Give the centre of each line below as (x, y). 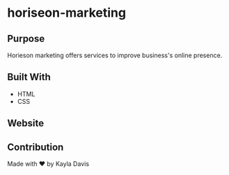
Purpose (26, 39)
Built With (29, 77)
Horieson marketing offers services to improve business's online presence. (115, 55)
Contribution (35, 147)
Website (25, 123)
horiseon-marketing (67, 13)
